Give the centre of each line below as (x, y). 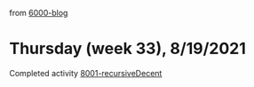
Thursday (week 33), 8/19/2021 (128, 49)
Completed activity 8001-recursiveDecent (86, 73)
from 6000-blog (39, 13)
